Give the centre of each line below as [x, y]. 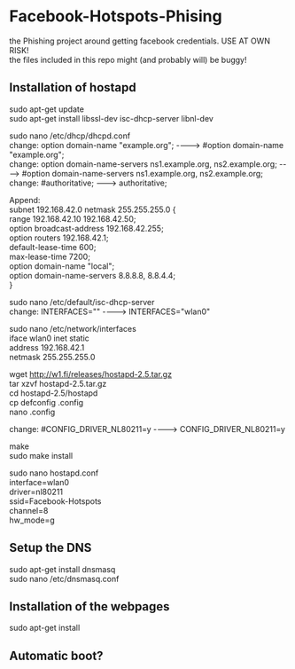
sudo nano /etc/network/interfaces [73, 328]
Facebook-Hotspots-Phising [116, 16]
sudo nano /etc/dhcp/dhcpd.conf [70, 136]
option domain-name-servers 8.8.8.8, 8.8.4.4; [92, 275]
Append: [25, 200]
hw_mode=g [32, 520]
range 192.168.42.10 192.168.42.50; [73, 218]
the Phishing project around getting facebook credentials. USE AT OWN [140, 41]
